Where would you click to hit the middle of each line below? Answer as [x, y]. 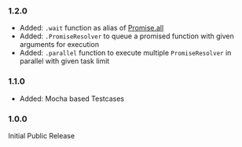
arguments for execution [59, 45]
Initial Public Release [42, 135]
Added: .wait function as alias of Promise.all [92, 28]
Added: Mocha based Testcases [71, 99]
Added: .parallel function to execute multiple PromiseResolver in [125, 53]
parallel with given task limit [64, 61]
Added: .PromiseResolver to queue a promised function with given [126, 36]
